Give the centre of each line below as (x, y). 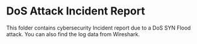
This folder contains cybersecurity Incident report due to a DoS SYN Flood (98, 28)
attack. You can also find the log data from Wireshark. (73, 34)
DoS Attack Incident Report (76, 11)
